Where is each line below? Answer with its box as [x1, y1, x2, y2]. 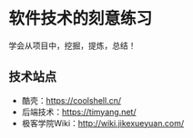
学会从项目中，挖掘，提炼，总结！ [8, 40, 137, 51]
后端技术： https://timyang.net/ [21, 106, 137, 117]
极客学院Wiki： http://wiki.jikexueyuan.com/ [21, 117, 184, 128]
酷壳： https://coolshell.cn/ [21, 94, 122, 105]
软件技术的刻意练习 [8, 8, 153, 29]
